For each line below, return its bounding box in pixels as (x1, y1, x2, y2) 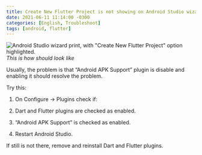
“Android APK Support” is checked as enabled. (14, 119, 131, 126)
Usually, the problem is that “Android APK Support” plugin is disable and (6, 66, 185, 74)
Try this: (6, 84, 27, 92)
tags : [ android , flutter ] (6, 25, 71, 32)
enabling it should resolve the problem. (6, 72, 103, 80)
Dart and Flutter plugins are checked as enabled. (14, 107, 136, 114)
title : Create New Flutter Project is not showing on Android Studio (6, 8, 185, 15)
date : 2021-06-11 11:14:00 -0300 (6, 14, 90, 20)
